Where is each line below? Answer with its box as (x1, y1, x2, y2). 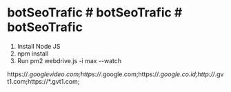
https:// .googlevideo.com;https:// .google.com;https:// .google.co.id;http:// (7, 70, 215, 78)
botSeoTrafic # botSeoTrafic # (7, 5, 183, 21)
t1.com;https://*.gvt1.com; (7, 77, 80, 85)
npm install (17, 49, 49, 58)
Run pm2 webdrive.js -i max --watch (17, 56, 122, 65)
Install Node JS (17, 42, 61, 50)
